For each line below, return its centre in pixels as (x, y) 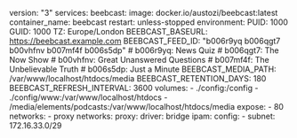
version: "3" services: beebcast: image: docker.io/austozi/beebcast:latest (144, 13)
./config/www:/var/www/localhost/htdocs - (88, 97)
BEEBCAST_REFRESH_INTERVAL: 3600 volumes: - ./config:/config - (134, 88)
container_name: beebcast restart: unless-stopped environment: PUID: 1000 (149, 22)
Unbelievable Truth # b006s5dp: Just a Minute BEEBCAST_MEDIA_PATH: (143, 69)
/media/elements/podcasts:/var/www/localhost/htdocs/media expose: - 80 (147, 107)
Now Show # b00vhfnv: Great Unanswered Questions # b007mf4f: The (139, 60)
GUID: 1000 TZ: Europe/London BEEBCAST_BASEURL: (108, 31)
